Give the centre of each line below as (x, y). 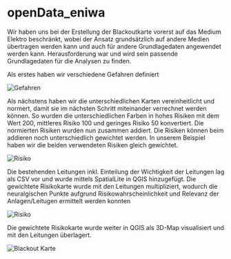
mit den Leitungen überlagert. (49, 235)
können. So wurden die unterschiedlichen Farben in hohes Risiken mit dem (113, 116)
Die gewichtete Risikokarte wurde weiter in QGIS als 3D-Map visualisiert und (115, 227)
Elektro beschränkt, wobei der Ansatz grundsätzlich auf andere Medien (108, 39)
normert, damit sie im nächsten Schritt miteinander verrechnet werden (107, 108)
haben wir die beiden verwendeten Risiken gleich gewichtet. (93, 145)
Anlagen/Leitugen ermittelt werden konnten (69, 200)
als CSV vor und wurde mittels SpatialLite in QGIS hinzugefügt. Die (102, 179)
